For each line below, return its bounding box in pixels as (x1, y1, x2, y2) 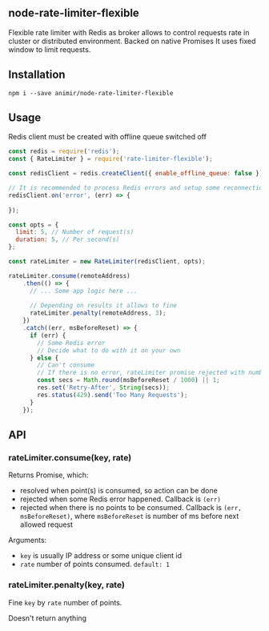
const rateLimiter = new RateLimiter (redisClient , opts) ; (8, 258, 206, 266)
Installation (8, 68, 66, 82)
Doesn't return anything (8, 613, 86, 623)
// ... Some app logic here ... (29, 287, 138, 295)
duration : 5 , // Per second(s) (15, 235, 120, 243)
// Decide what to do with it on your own (37, 346, 181, 355)
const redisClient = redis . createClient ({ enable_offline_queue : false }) (8, 170, 263, 178)
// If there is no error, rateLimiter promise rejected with (37, 368, 246, 377)
